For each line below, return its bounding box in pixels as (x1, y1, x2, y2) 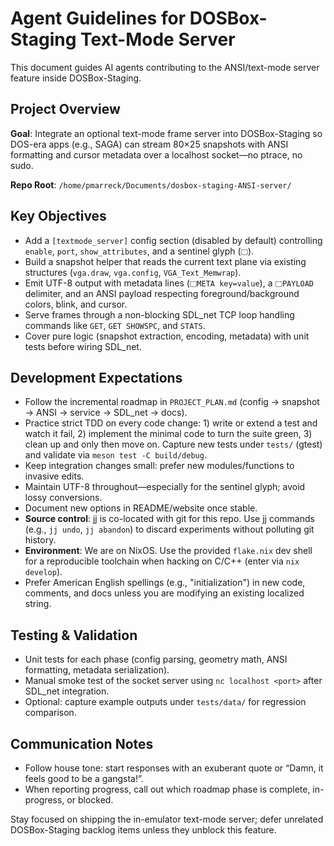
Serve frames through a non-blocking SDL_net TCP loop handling (24, 308, 295, 321)
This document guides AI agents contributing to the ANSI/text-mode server (10, 61, 320, 73)
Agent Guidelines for (10, 7, 187, 30)
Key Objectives (10, 208, 107, 225)
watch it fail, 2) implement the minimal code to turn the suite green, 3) (24, 428, 313, 440)
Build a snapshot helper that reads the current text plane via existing (24, 255, 307, 267)
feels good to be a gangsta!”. (24, 773, 144, 784)
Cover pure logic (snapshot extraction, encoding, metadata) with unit (24, 330, 310, 342)
